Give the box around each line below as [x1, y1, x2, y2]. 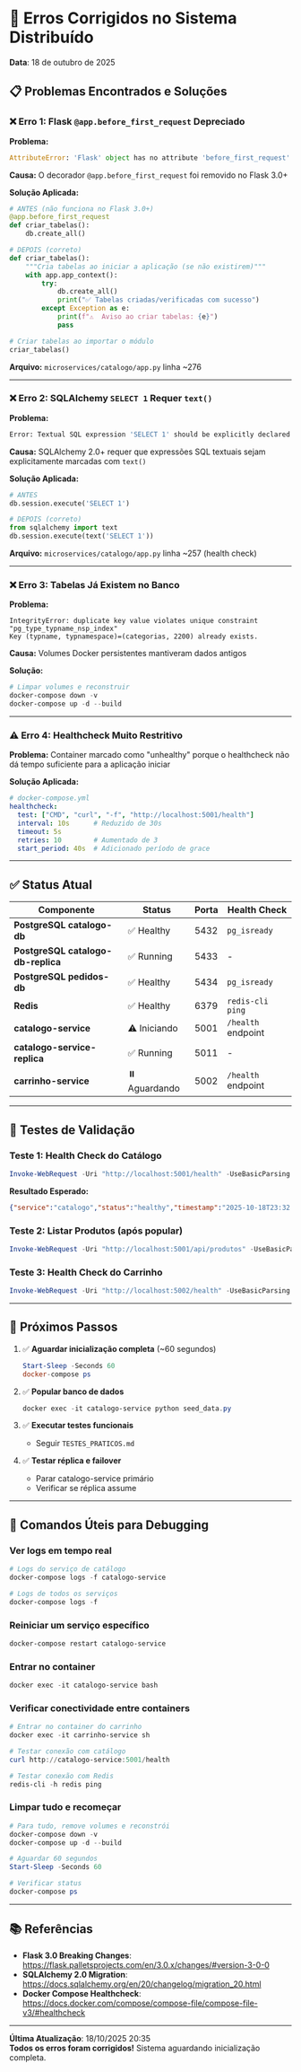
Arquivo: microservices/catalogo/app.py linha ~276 [9, 361, 202, 372]
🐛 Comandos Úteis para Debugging [9, 1517, 209, 1532]
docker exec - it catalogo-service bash [9, 1681, 159, 1690]
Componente [38, 904, 96, 917]
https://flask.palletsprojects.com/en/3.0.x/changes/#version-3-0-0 [21, 1959, 271, 1970]
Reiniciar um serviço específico [9, 1619, 150, 1631]
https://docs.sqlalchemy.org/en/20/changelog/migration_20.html [21, 1979, 262, 1989]
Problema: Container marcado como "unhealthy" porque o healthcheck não [9, 750, 289, 760]
